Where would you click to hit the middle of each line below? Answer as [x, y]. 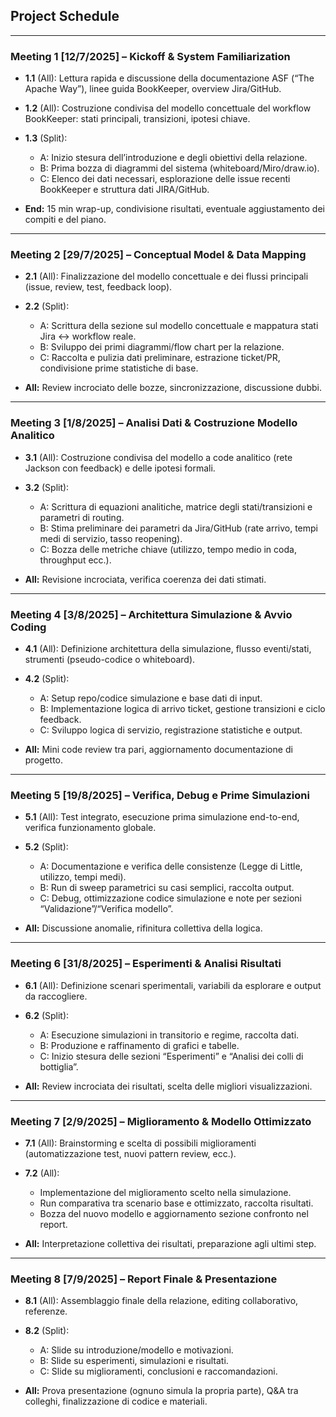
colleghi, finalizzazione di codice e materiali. [116, 1401]
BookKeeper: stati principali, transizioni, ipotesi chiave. [137, 119]
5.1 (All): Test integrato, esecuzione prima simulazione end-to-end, [162, 817]
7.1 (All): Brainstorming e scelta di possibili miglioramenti [140, 1143]
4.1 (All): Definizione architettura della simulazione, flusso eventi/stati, [168, 648]
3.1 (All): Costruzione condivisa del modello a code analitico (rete [158, 457]
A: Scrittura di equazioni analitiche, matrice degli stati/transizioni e [176, 506]
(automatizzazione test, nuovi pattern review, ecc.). [130, 1153]
